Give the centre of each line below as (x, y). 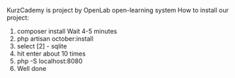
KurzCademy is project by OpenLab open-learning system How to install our (118, 10)
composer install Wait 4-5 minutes (67, 31)
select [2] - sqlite (42, 46)
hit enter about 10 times (51, 53)
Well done (31, 69)
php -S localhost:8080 (50, 61)
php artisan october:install (55, 39)
